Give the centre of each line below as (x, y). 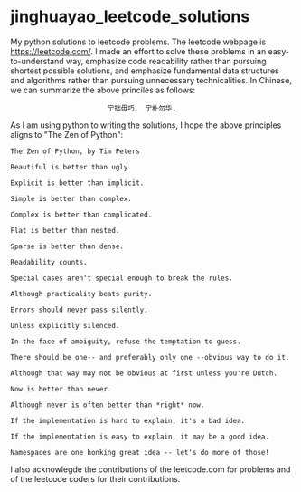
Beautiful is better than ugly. (71, 167)
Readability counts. (49, 262)
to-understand (37, 61)
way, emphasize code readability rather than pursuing (166, 61)
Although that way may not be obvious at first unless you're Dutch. (144, 373)
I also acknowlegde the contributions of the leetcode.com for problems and (150, 469)
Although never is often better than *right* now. (108, 405)
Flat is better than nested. (65, 230)
